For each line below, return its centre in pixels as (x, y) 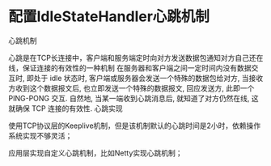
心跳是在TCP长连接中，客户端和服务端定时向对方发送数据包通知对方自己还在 (136, 57)
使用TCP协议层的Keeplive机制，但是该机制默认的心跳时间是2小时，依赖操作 (135, 126)
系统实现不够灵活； (40, 135)
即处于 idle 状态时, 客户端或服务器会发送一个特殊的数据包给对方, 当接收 (145, 78)
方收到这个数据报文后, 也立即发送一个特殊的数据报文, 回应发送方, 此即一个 (131, 88)
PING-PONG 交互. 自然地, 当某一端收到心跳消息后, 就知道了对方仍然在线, (129, 98)
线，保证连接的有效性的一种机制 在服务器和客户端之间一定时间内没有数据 (130, 68)
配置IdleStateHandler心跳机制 (109, 17)
